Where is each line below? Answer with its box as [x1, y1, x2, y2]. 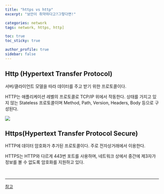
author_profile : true [5, 47, 49, 52]
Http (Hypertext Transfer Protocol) [5, 70, 113, 78]
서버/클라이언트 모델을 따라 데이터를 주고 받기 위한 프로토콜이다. [5, 83, 127, 89]
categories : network [5, 20, 47, 25]
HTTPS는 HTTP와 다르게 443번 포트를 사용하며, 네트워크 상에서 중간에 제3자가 [5, 153, 156, 159]
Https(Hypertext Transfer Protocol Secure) [5, 129, 138, 137]
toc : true [5, 34, 25, 39]
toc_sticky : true [5, 39, 41, 43]
